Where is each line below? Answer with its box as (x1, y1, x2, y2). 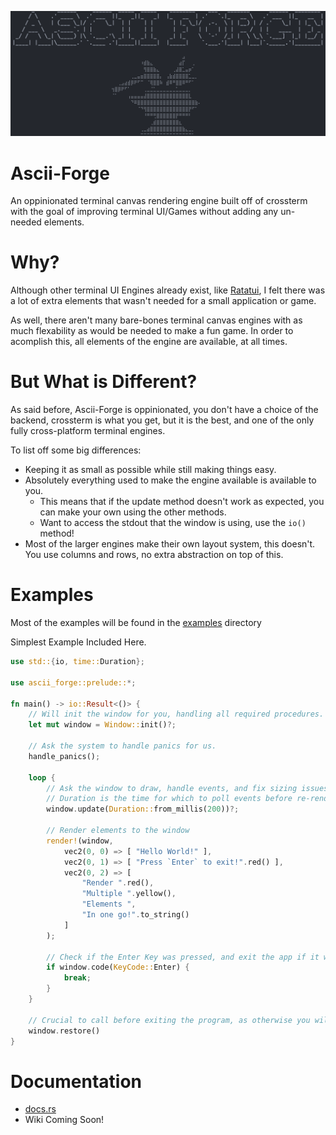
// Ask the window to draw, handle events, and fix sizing (46, 783, 298, 793)
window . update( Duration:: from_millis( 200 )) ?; (46, 804, 240, 815)
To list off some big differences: (10, 444, 142, 456)
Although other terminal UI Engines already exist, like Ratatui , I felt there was (10, 284, 326, 296)
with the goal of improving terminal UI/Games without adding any (10, 206, 279, 218)
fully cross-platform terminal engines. (10, 425, 166, 437)
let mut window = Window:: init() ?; (28, 720, 177, 730)
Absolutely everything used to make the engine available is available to (24, 474, 317, 486)
